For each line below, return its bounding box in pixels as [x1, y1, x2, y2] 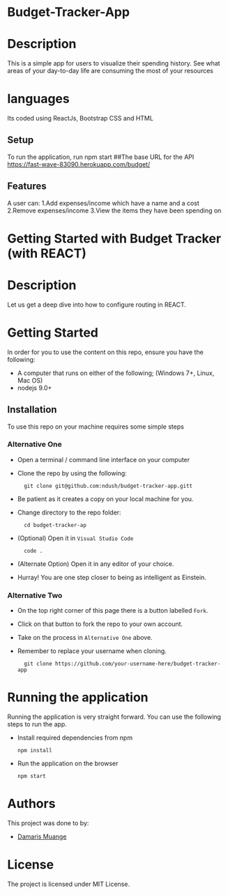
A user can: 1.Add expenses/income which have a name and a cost [7, 199, 200, 207]
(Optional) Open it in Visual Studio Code [17, 534, 134, 542]
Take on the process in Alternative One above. [17, 634, 153, 642]
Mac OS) [17, 376, 43, 384]
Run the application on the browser [17, 759, 119, 767]
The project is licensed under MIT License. [7, 880, 130, 888]
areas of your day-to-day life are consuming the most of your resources [7, 67, 214, 75]
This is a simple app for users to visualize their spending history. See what [7, 59, 221, 68]
